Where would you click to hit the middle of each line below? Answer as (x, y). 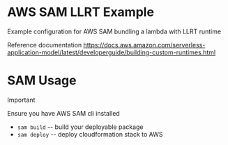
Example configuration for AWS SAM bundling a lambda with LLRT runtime (114, 31)
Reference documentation (45, 45)
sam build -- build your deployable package (81, 127)
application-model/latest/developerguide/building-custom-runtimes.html (112, 52)
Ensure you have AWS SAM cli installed (63, 113)
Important (21, 100)
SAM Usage (42, 81)
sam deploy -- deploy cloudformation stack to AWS (90, 134)
